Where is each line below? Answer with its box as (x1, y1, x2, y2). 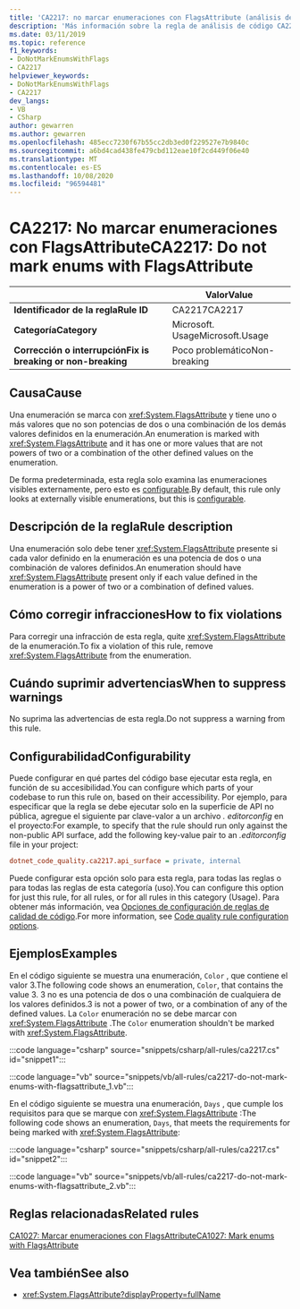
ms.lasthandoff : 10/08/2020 (9, 171, 114, 180)
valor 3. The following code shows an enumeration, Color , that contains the (9, 980, 284, 990)
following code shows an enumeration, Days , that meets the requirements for (9, 1116, 291, 1128)
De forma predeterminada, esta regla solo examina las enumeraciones (9, 474, 268, 484)
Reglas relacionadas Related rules (9, 1206, 199, 1222)
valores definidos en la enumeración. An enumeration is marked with (9, 428, 260, 439)
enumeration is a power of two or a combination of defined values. (9, 581, 254, 592)
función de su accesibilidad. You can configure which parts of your (9, 783, 254, 793)
